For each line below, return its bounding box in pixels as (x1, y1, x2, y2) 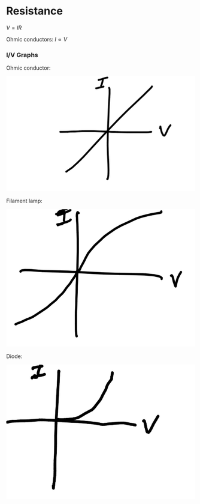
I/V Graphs (6, 50, 39, 59)
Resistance (6, 4, 63, 18)
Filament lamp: (6, 197, 43, 204)
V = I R (6, 24, 22, 31)
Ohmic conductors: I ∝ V (6, 35, 68, 43)
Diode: (6, 353, 23, 360)
